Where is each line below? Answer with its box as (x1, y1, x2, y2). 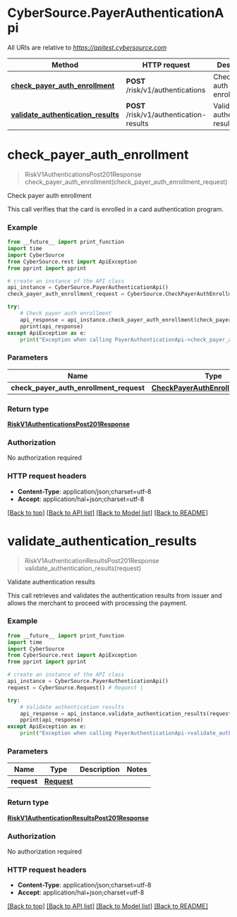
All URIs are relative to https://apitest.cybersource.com (7, 43, 167, 51)
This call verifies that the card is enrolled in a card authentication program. (7, 204, 224, 213)
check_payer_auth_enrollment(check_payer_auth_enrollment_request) (24, 178, 228, 186)
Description (80, 765, 120, 775)
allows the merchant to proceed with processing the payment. (7, 598, 188, 607)
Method (51, 60, 79, 70)
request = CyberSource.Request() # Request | (7, 684, 143, 691)
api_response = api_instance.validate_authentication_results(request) (20, 710, 235, 717)
